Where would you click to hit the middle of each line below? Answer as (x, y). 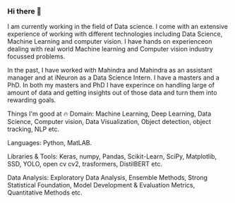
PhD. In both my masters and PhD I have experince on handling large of (111, 85)
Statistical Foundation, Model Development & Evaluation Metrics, (101, 185)
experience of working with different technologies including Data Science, (115, 34)
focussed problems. (36, 56)
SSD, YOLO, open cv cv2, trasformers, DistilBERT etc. (85, 164)
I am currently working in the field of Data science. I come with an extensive (117, 27)
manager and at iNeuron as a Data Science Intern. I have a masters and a (114, 78)
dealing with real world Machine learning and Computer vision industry (110, 49)
